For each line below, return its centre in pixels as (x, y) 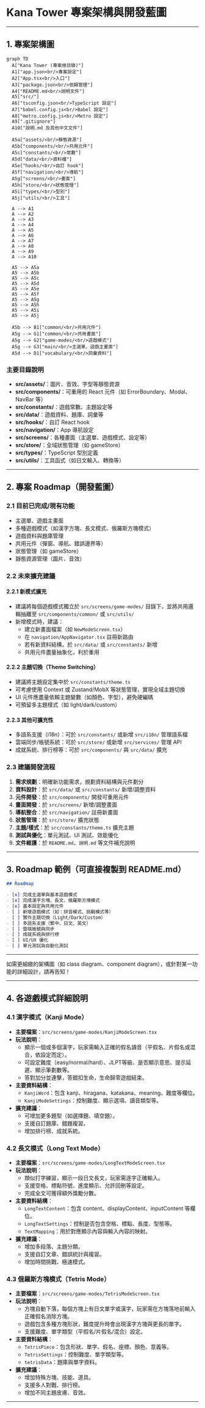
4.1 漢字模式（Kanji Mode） (47, 1018)
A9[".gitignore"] (34, 121)
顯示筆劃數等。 (54, 1070)
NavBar (25, 400)
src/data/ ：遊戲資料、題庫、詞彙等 (59, 415)
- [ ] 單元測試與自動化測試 (37, 946)
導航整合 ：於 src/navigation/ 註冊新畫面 (67, 812)
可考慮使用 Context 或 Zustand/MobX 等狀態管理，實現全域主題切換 (100, 689)
